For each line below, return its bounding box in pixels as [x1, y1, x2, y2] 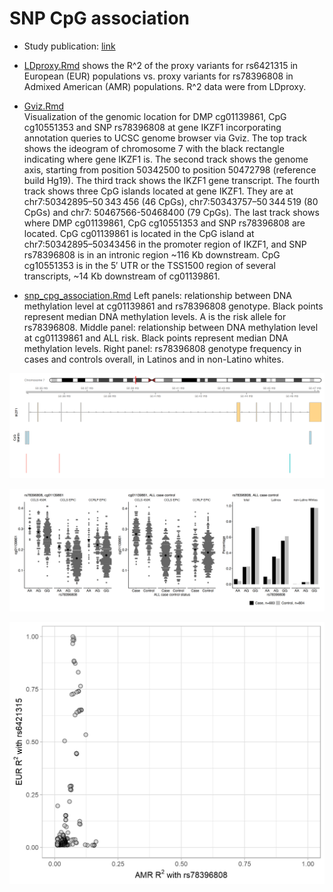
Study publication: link [23, 40, 116, 52]
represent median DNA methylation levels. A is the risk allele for [23, 310, 287, 322]
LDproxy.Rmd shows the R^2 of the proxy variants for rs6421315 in [23, 59, 299, 71]
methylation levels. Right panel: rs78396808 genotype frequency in [23, 342, 302, 354]
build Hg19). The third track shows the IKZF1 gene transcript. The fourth [23, 174, 320, 186]
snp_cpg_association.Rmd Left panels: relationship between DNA [23, 289, 292, 301]
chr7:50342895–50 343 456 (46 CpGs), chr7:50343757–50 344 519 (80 [23, 195, 319, 207]
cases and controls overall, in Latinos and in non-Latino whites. [23, 353, 284, 365]
